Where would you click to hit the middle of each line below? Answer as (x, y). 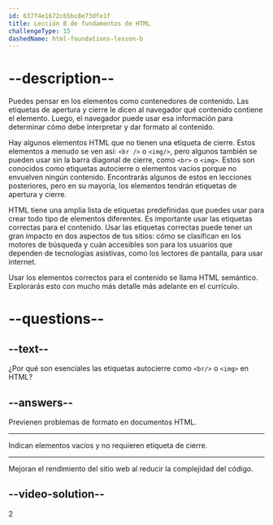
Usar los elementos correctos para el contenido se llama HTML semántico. (133, 278)
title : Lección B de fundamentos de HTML (80, 24)
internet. (22, 262)
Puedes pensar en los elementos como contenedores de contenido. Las (129, 101)
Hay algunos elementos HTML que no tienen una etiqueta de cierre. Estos (132, 143)
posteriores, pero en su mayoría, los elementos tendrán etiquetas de (123, 186)
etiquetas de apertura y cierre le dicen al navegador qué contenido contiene (136, 110)
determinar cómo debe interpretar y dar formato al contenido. (112, 127)
